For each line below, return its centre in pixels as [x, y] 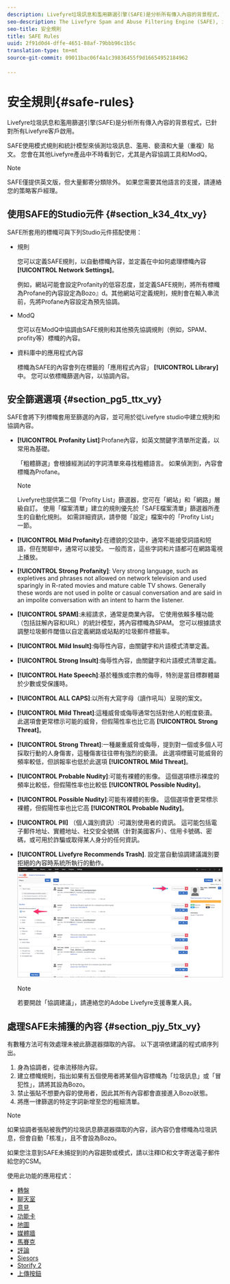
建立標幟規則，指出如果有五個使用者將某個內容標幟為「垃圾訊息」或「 [116, 1076]
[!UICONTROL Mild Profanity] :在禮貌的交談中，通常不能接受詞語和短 [114, 540]
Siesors [28, 1258]
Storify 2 [29, 1265]
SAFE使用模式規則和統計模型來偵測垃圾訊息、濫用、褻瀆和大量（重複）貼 [111, 145]
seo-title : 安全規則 [34, 29]
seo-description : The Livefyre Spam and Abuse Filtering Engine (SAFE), [113, 22]
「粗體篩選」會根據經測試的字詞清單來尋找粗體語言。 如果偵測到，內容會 [120, 464]
